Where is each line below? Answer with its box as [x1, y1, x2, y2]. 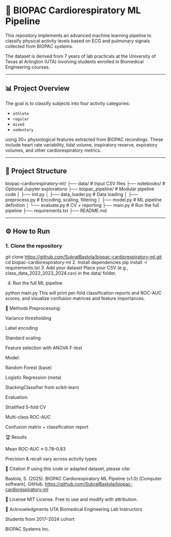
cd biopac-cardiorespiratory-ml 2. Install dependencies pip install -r [5, 259, 148, 265]
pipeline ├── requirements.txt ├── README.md [5, 207, 107, 213]
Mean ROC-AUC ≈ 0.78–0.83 [5, 446, 66, 452]
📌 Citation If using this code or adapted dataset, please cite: [5, 466, 131, 472]
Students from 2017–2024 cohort [5, 516, 75, 522]
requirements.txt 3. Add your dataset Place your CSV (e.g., [5, 265, 129, 271]
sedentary [12, 127, 34, 132]
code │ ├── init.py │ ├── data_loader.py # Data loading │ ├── [5, 191, 138, 197]
